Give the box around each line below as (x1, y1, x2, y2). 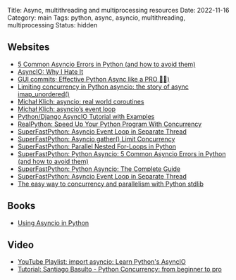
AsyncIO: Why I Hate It (17, 67, 84, 76)
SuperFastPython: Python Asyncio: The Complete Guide (17, 165, 181, 173)
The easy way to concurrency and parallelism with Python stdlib (17, 179, 204, 188)
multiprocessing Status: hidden (7, 21, 98, 29)
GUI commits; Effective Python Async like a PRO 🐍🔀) (17, 75, 170, 83)
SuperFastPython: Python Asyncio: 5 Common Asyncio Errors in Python (17, 149, 226, 158)
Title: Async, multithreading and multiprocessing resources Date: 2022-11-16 (7, 6, 230, 14)
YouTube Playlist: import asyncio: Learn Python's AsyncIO (17, 257, 187, 266)
